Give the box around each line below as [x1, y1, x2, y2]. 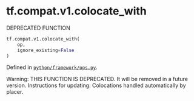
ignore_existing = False [17, 47, 75, 53]
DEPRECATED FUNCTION [6, 24, 71, 31]
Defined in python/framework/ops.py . [6, 64, 98, 71]
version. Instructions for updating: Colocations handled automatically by [6, 82, 186, 89]
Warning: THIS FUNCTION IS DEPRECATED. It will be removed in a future [6, 76, 188, 83]
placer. [6, 88, 24, 96]
